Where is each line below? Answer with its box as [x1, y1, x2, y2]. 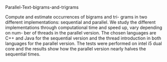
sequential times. [5, 51, 41, 57]
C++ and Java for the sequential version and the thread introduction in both [5, 35, 161, 41]
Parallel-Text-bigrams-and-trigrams [5, 4, 79, 10]
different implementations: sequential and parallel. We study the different [5, 19, 156, 25]
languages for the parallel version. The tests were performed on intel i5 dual [5, 40, 162, 46]
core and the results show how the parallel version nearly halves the [5, 46, 146, 51]
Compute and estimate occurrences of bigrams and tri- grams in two [5, 14, 147, 19]
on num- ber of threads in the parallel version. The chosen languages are [5, 30, 156, 35]
